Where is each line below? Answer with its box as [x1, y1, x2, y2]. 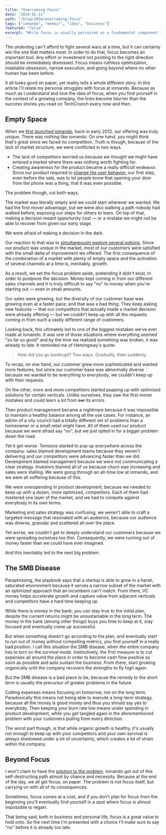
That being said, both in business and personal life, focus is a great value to [5, 814, 159, 820]
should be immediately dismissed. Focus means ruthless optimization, [5, 60, 148, 65]
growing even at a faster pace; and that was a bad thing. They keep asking [5, 301, 157, 307]
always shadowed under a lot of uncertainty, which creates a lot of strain [5, 735, 154, 741]
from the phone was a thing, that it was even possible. [12, 180, 123, 186]
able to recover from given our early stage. [5, 220, 92, 226]
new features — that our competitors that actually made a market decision [5, 306, 157, 312]
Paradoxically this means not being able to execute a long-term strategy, [5, 694, 153, 700]
